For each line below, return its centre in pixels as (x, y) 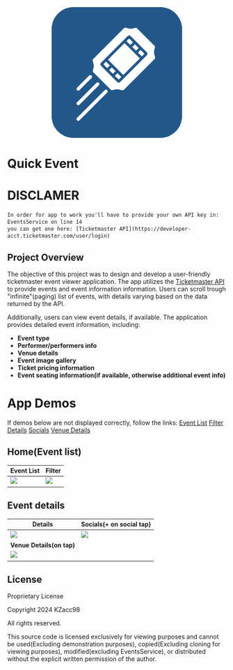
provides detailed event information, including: (74, 324)
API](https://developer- (155, 229)
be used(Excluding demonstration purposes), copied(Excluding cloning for (114, 644)
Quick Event (43, 164)
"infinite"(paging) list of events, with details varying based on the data (107, 296)
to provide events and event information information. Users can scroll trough (116, 289)
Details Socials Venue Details (49, 430)
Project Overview (46, 257)
